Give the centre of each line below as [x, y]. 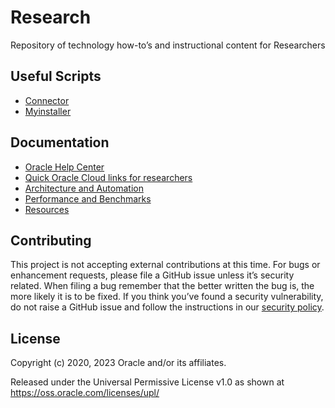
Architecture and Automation [84, 188]
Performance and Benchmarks [88, 198]
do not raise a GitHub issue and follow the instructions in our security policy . [167, 307]
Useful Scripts [56, 76]
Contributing [51, 240]
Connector [47, 100]
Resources [47, 209]
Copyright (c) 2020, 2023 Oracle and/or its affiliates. [118, 363]
